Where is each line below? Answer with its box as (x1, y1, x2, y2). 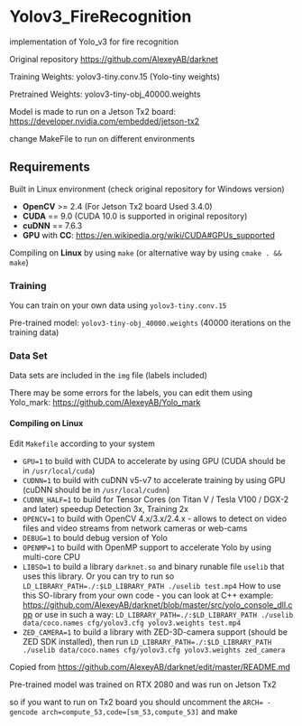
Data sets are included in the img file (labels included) (9, 370, 207, 381)
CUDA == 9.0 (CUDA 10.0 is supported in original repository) (22, 210, 248, 221)
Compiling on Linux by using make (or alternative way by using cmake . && (9, 247, 282, 258)
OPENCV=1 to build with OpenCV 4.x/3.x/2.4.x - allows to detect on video (22, 513, 287, 524)
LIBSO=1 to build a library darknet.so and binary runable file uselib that (22, 561, 285, 572)
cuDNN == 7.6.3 (22, 219, 83, 231)
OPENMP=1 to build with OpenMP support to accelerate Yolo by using (22, 542, 272, 553)
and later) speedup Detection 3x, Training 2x (22, 503, 189, 514)
